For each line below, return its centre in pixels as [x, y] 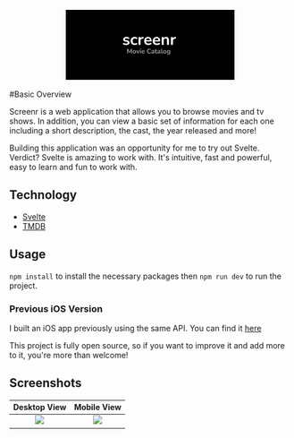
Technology [43, 195]
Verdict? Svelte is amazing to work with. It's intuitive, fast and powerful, [141, 157]
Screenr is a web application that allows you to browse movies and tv [137, 111]
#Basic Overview [41, 94]
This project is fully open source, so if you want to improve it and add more [147, 345]
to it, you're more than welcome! [69, 355]
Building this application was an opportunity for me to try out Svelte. [134, 148]
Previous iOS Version [56, 308]
